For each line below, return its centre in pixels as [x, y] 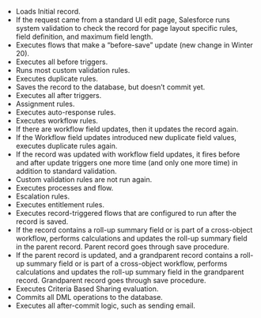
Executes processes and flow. [64, 188]
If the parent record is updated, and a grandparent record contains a [127, 255]
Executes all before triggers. [62, 62]
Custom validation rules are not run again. [84, 180]
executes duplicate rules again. [66, 146]
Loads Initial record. [48, 11]
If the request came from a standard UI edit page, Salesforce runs [123, 20]
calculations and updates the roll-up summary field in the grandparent [130, 272]
